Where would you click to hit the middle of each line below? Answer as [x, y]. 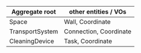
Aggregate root [33, 12]
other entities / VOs [98, 12]
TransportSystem [34, 31]
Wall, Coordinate [87, 22]
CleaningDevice [32, 41]
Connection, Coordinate [98, 31]
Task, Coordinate [88, 41]
